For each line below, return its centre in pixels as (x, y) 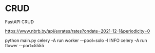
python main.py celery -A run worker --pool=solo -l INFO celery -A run (76, 40)
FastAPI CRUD (19, 22)
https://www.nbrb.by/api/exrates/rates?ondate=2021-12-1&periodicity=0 (77, 31)
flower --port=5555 (25, 45)
